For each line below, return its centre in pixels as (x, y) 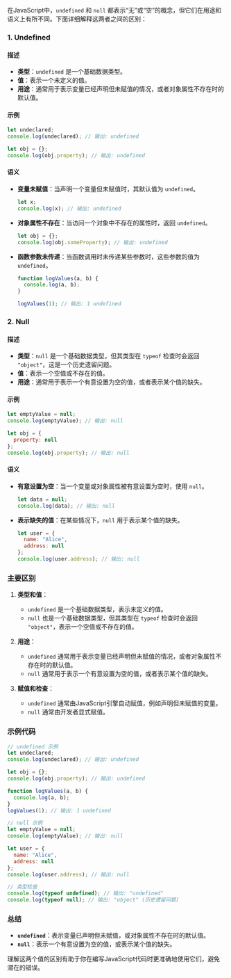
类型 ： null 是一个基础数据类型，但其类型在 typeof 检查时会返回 (108, 356)
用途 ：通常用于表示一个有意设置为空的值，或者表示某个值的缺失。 (111, 382)
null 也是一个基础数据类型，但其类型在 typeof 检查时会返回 (112, 618)
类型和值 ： (33, 595)
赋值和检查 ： (35, 689)
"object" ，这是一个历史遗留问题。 (66, 364)
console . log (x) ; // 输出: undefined (69, 208)
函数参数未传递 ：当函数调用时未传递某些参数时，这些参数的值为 (108, 257)
